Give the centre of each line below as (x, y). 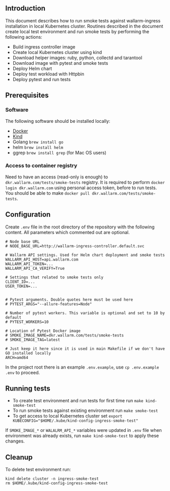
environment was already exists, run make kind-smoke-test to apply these (82, 436)
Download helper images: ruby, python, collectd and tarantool (77, 58)
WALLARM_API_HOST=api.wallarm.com (42, 260)
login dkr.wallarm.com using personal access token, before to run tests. (81, 188)
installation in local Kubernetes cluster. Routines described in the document (84, 26)
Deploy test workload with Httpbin (48, 74)
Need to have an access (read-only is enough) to (57, 177)
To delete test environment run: (38, 470)
